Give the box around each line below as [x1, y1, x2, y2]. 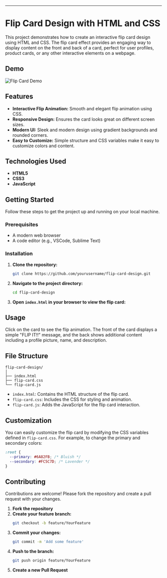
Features [5, 92, 33, 101]
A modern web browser [12, 233, 61, 239]
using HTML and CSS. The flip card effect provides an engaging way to [5, 39, 151, 45]
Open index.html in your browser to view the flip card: [12, 299, 126, 305]
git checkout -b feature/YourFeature [12, 521, 91, 526]
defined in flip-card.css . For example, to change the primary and [5, 435, 141, 441]
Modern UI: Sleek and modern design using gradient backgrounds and [12, 127, 158, 133]
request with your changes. [5, 496, 61, 502]
